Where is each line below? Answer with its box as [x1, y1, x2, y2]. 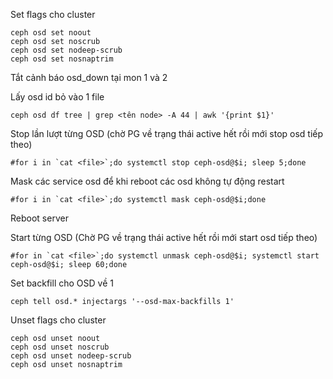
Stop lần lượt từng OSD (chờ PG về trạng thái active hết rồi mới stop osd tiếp [10, 128, 324, 139]
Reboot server [10, 212, 69, 224]
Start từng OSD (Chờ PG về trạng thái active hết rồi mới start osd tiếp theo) [10, 232, 318, 243]
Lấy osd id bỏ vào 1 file [10, 91, 105, 103]
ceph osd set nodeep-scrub [10, 45, 123, 55]
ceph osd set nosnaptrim [10, 54, 114, 64]
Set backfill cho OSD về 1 [10, 277, 114, 289]
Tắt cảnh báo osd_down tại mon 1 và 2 [10, 72, 168, 83]
